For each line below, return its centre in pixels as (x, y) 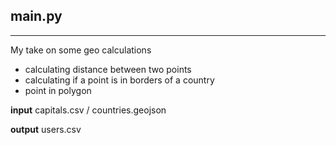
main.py (36, 16)
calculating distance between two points (108, 69)
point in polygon (58, 90)
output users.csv (46, 129)
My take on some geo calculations (81, 50)
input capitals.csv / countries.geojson (88, 110)
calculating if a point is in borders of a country (119, 80)
